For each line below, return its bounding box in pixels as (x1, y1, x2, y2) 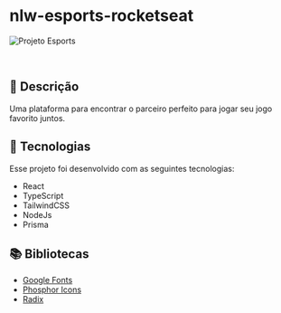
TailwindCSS (22, 200, 70, 211)
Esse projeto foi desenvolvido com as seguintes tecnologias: (9, 163, 235, 174)
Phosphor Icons (22, 284, 82, 295)
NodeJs (22, 209, 52, 220)
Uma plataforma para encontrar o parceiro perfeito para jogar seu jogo (9, 103, 273, 114)
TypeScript (22, 190, 64, 201)
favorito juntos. (9, 112, 66, 123)
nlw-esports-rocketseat (9, 5, 194, 26)
